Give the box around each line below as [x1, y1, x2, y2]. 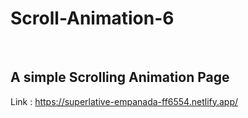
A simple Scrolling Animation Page [10, 69, 230, 86]
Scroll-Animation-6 [10, 7, 175, 30]
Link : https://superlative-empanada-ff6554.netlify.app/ [10, 95, 239, 107]
